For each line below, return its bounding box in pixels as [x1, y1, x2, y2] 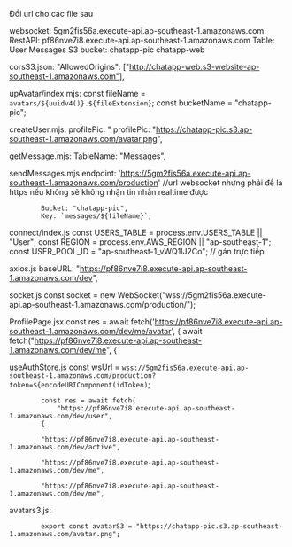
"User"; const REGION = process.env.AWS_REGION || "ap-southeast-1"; [9, 237, 272, 247]
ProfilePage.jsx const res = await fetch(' [9, 316, 155, 327]
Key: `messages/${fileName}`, [41, 212, 152, 221]
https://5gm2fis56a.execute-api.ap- [120, 168, 251, 178]
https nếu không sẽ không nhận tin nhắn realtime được [9, 187, 209, 197]
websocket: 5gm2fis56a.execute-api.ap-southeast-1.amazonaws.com [9, 26, 265, 35]
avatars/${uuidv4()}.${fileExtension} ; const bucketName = [9, 98, 233, 108]
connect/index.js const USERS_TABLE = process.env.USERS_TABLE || [9, 227, 263, 238]
